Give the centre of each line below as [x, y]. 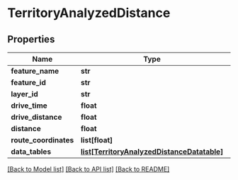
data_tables [31, 152]
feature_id [28, 83]
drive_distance [36, 117]
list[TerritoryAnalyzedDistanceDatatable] [152, 152]
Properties [31, 39]
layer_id [25, 94]
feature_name [35, 71]
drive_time [29, 106]
